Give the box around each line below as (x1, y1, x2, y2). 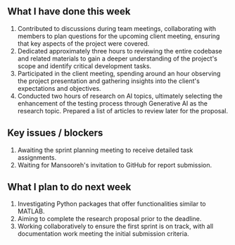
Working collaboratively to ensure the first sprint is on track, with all (17, 222, 214, 231)
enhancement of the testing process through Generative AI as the (17, 99, 208, 108)
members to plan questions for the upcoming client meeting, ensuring (17, 32, 220, 40)
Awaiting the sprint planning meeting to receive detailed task (17, 146, 193, 154)
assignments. (17, 153, 57, 161)
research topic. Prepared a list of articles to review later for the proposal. (17, 106, 229, 115)
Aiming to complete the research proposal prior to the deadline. (17, 215, 202, 223)
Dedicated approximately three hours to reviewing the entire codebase (17, 46, 223, 55)
